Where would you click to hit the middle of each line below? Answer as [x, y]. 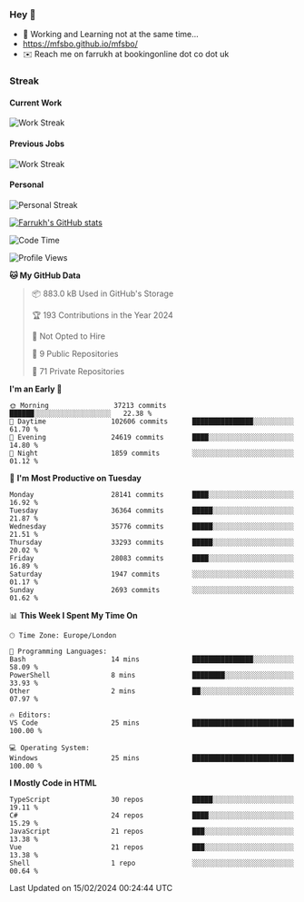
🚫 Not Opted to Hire [69, 336]
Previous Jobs [37, 144]
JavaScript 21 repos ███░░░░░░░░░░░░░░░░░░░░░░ [152, 831]
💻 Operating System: [50, 748]
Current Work [36, 103]
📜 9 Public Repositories [75, 353]
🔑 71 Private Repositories [78, 371]
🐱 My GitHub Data [45, 275]
